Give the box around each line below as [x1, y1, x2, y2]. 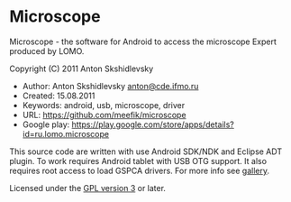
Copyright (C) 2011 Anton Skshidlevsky [9, 63, 154, 74]
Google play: [22, 119, 70, 130]
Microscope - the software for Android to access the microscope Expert [9, 36, 277, 47]
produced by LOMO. [9, 45, 85, 56]
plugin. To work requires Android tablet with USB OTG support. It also [9, 155, 268, 166]
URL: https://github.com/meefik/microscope [22, 109, 186, 120]
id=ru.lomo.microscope [22, 128, 110, 139]
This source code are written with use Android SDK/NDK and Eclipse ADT [9, 146, 283, 157]
